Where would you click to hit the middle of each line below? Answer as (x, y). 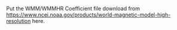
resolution (19, 21)
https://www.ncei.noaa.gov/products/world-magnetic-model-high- (89, 15)
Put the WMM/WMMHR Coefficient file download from (73, 9)
